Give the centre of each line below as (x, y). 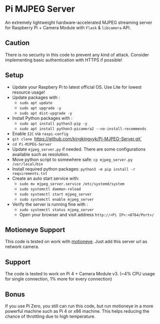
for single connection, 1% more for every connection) (59, 279)
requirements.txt (30, 173)
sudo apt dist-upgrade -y (46, 113)
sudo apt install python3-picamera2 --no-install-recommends (83, 129)
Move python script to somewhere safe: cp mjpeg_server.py (72, 159)
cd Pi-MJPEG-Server (32, 144)
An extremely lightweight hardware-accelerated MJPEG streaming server (79, 22)
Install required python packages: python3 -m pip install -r (74, 169)
